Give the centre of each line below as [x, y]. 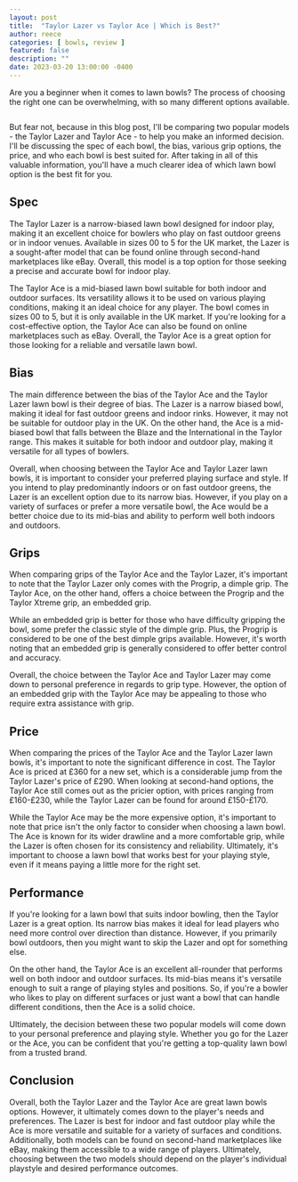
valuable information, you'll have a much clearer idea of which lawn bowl [143, 165]
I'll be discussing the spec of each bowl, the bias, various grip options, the [145, 146]
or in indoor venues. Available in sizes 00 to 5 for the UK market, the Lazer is [149, 242]
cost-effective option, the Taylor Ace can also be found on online [128, 326]
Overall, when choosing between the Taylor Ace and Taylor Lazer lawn [139, 468]
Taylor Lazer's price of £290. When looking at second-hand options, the [141, 781]
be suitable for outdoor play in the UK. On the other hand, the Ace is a [137, 423]
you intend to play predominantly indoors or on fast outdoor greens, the [140, 487]
